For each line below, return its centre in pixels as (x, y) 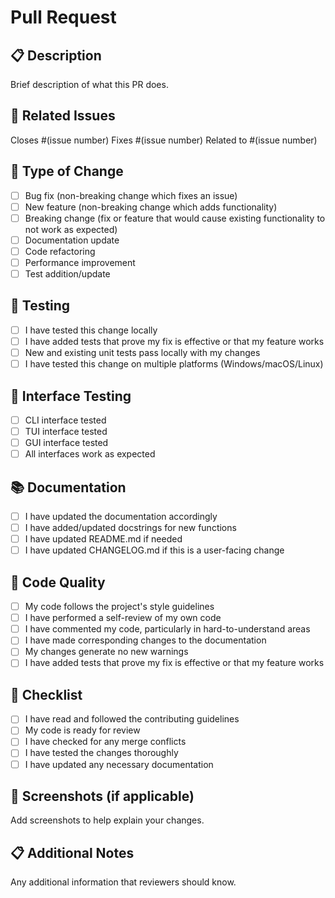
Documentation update (72, 240)
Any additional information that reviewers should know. (123, 882)
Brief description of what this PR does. (89, 84)
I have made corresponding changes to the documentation (145, 640)
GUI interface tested (66, 443)
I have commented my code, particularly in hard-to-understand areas (167, 629)
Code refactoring (60, 251)
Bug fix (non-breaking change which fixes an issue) (131, 195)
